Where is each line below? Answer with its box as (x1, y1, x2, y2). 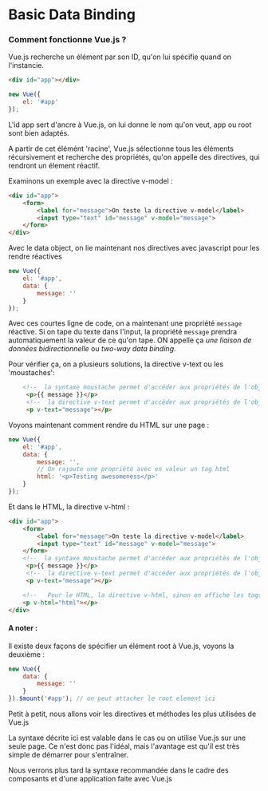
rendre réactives (8, 251, 62, 261)
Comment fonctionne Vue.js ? (8, 34, 127, 45)
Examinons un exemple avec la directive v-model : (8, 176, 173, 185)
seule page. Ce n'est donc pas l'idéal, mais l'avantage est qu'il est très (8, 742, 240, 751)
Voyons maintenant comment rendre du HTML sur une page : (8, 420, 210, 429)
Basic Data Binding (8, 6, 136, 24)
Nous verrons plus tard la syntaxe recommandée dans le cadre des (8, 765, 229, 775)
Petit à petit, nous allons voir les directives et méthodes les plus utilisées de (8, 709, 257, 719)
